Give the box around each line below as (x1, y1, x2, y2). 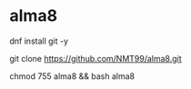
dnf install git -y (9, 35, 69, 46)
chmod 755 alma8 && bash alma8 (9, 70, 135, 82)
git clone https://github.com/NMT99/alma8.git (9, 53, 182, 64)
